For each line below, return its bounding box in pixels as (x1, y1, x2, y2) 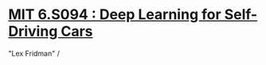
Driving (8, 22, 58, 40)
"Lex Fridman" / (8, 48, 60, 58)
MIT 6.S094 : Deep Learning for (8, 6, 221, 24)
